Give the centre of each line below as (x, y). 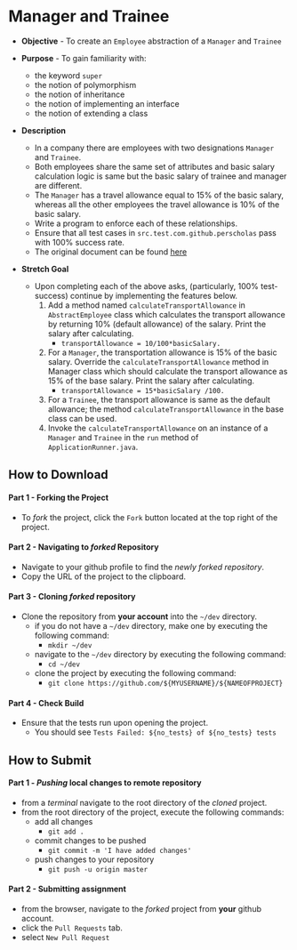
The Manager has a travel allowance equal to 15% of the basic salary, (159, 195)
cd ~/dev (64, 664)
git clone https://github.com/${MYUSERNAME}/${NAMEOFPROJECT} (165, 683)
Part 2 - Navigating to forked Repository (84, 547)
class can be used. (82, 418)
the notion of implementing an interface (107, 103)
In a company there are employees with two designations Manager (154, 148)
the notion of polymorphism (85, 85)
